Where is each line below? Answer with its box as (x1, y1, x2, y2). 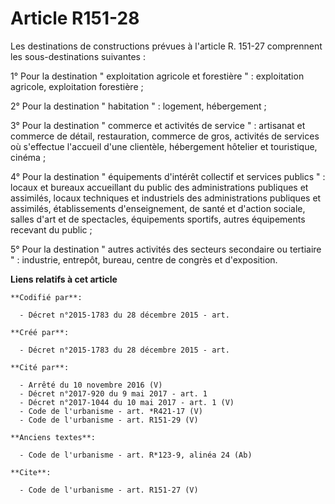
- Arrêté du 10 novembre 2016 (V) (19, 380, 163, 390)
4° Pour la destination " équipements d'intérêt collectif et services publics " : (10, 170, 326, 182)
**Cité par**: (10, 362, 70, 372)
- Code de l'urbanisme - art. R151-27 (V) (19, 485, 199, 495)
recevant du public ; (10, 223, 93, 236)
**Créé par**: (10, 327, 70, 337)
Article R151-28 (10, 7, 140, 30)
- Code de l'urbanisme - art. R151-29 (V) (19, 415, 199, 425)
